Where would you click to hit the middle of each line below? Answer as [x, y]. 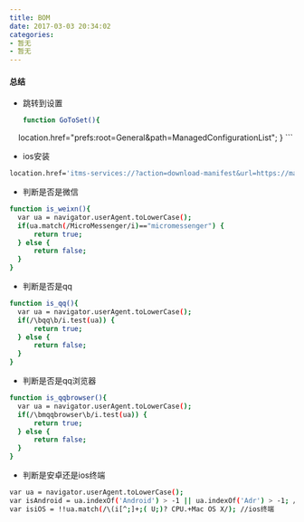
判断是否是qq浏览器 [59, 381]
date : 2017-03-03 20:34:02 [60, 26]
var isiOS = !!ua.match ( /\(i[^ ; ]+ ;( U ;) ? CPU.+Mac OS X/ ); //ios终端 [142, 509]
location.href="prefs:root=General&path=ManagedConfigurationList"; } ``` [156, 138]
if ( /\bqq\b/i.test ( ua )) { [66, 320]
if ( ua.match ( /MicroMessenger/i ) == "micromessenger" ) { [121, 226]
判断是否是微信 [50, 192]
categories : [32, 34]
